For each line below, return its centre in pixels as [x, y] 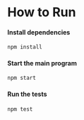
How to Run [42, 12]
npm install [25, 47]
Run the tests [27, 94]
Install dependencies [39, 32]
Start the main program [42, 63]
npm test [20, 109]
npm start [22, 78]
